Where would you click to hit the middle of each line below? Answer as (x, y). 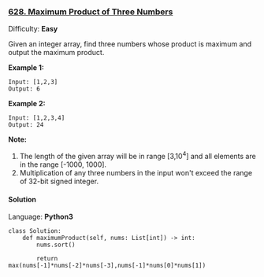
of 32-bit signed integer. (59, 181)
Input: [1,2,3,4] (37, 118)
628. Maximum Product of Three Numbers (91, 12)
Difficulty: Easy (33, 29)
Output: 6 (24, 89)
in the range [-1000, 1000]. (63, 164)
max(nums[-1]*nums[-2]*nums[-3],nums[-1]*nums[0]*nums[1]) (107, 266)
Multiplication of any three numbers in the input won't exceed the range (136, 172)
